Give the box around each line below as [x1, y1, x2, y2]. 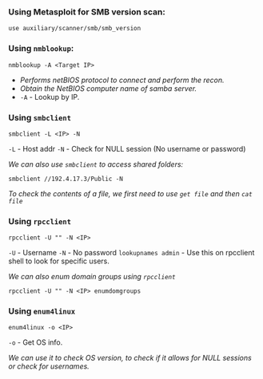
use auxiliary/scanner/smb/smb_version [8, 25, 141, 33]
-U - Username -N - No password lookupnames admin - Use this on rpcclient [8, 248, 255, 258]
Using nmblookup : [8, 43, 74, 54]
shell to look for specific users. [8, 256, 110, 266]
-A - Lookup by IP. [19, 92, 80, 101]
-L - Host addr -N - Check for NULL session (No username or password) [8, 144, 246, 153]
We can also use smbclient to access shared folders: [8, 159, 184, 169]
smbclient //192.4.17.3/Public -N [8, 175, 124, 183]
